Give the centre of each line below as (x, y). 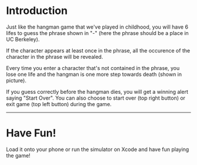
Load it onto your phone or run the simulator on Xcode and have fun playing (98, 149)
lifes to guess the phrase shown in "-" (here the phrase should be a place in (97, 33)
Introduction (37, 11)
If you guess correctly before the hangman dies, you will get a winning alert (97, 92)
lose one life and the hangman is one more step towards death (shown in (94, 74)
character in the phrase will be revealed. (55, 57)
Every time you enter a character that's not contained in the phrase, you (93, 68)
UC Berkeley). (23, 39)
